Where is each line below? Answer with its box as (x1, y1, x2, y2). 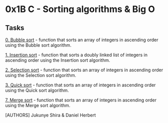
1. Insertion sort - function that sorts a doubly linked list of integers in (5, 52, 148, 58)
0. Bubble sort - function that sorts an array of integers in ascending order (5, 37, 159, 43)
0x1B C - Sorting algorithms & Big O (5, 4, 155, 15)
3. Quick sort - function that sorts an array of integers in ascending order (5, 82, 156, 88)
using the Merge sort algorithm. (5, 102, 71, 108)
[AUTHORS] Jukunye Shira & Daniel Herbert (5, 112, 96, 118)
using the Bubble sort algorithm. (5, 42, 72, 48)
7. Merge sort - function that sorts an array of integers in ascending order (5, 97, 157, 103)
